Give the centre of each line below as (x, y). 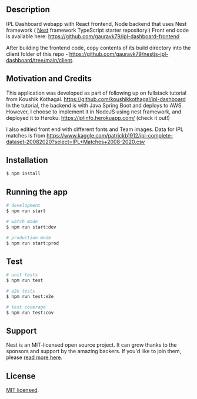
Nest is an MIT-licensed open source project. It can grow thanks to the (91, 345)
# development (24, 206)
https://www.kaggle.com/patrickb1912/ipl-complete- (110, 135)
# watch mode (22, 222)
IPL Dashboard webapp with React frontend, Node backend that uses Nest (96, 24)
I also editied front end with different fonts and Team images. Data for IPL (95, 129)
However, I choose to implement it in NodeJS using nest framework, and (94, 112)
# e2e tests (21, 291)
